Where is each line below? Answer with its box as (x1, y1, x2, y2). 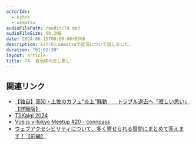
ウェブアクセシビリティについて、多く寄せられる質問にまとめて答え (14, 125, 180, 133)
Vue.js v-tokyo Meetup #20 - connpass (14, 118, 111, 126)
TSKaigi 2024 (14, 112, 48, 119)
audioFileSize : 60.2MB (6, 31, 62, 37)
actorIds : (6, 8, 31, 15)
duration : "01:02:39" (6, 47, 59, 53)
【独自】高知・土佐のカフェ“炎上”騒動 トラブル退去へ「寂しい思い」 (14, 98, 190, 105)
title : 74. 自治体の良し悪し (6, 58, 71, 64)
